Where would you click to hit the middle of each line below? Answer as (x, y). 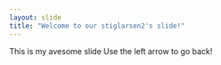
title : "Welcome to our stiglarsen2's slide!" (97, 26)
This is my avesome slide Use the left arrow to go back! (111, 51)
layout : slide (36, 17)
